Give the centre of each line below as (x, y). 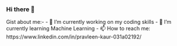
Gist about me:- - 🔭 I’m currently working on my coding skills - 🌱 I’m (89, 22)
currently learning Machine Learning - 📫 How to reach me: (78, 29)
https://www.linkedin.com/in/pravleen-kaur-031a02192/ (74, 37)
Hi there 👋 (21, 9)
